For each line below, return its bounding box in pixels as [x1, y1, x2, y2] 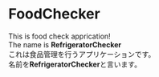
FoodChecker [8, 5, 100, 23]
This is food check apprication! [8, 31, 111, 41]
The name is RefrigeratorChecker [8, 39, 122, 49]
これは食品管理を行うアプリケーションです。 [8, 49, 156, 59]
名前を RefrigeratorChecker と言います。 [8, 59, 142, 69]
